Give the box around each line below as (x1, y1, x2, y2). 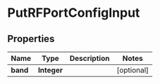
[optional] (116, 65, 149, 75)
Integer (37, 65, 63, 75)
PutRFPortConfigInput (7, 5, 140, 21)
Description (69, 54, 110, 63)
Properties (7, 33, 55, 45)
